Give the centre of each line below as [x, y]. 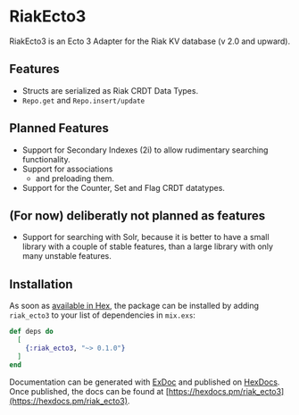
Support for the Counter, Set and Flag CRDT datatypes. [124, 187]
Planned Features [59, 128]
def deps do [31, 332]
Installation [41, 284]
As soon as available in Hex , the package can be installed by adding [134, 306]
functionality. [46, 159]
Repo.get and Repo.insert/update [83, 100]
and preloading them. [75, 178]
